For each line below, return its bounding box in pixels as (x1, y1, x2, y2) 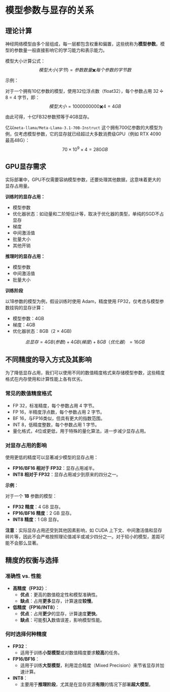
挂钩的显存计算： (9, 305, 46, 311)
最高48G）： (5, 137, 30, 143)
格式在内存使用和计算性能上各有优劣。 (5, 376, 85, 382)
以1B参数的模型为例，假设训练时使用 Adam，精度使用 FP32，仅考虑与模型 (5, 298, 160, 304)
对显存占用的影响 (5, 442, 47, 449)
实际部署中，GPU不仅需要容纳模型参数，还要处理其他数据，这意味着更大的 (5, 177, 161, 183)
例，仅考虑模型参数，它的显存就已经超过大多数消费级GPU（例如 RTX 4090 (5, 131, 161, 137)
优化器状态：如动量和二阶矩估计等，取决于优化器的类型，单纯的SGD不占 (12, 211, 164, 217)
